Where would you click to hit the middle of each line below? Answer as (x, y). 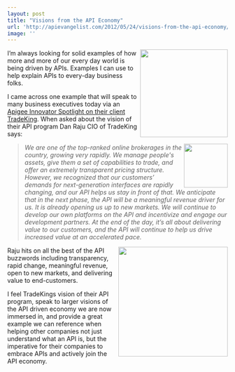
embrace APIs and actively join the (57, 354)
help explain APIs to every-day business (65, 76)
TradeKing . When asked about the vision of (70, 119)
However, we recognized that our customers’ (90, 178)
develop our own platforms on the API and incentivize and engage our (126, 215)
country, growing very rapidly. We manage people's (99, 155)
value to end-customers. (43, 281)
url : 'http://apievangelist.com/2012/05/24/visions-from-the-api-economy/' (120, 27)
